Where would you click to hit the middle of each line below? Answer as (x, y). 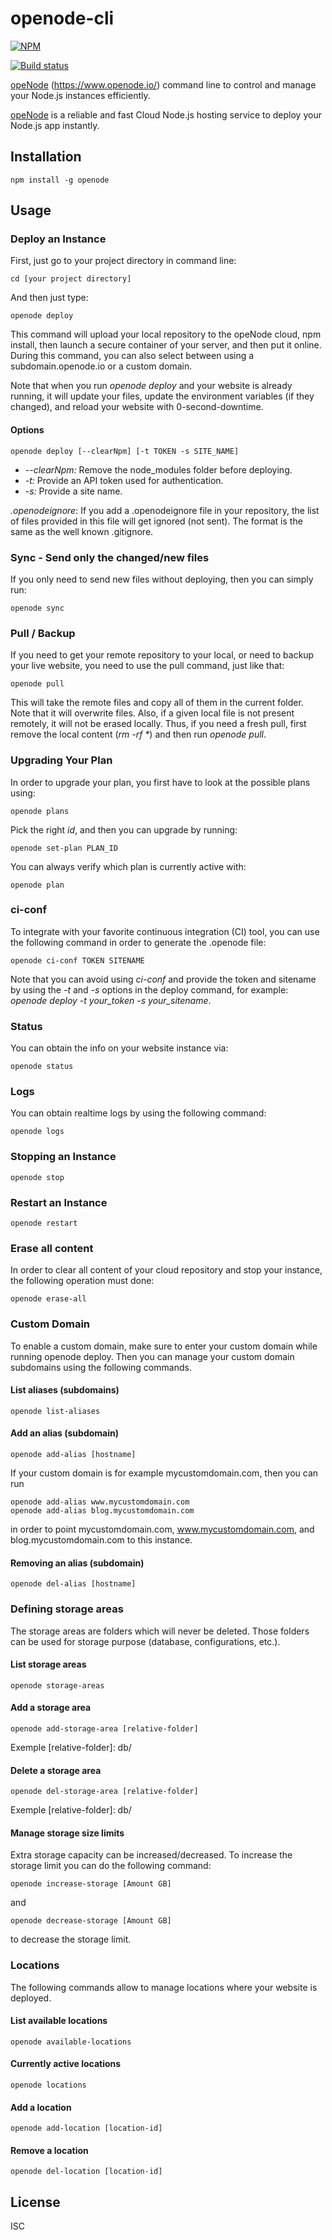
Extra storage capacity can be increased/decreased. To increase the (151, 1855)
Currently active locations (66, 2064)
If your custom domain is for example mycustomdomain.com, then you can (164, 1473)
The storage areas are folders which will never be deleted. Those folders (160, 1631)
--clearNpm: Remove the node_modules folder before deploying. (158, 469)
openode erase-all (48, 1299)
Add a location (41, 2107)
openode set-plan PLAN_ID (64, 848)
